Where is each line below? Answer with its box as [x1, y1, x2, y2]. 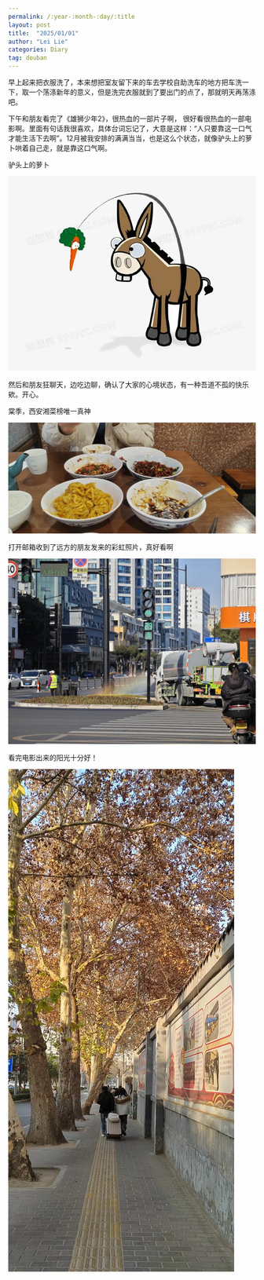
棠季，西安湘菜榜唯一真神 [8, 407, 91, 416]
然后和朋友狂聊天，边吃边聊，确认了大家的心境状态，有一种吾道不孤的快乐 [8, 380, 249, 389]
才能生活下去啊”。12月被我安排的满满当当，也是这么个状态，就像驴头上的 [8, 133, 246, 143]
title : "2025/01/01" [8, 29, 79, 37]
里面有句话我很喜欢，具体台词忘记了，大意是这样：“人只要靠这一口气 [28, 124, 253, 133]
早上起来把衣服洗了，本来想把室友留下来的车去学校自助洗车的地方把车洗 [8, 78, 242, 86]
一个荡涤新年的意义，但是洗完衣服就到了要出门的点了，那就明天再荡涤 [28, 87, 256, 97]
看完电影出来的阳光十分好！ [8, 753, 98, 763]
